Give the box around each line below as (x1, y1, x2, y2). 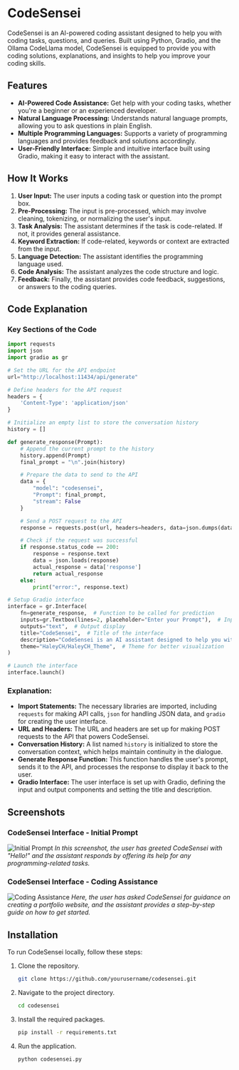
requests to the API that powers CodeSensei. (17, 732, 149, 741)
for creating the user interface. (17, 717, 108, 726)
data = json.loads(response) (33, 557, 119, 564)
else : (20, 577, 37, 584)
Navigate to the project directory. (17, 988, 115, 996)
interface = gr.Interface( (7, 603, 87, 610)
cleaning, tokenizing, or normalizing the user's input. (17, 214, 172, 223)
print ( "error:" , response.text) (33, 583, 129, 590)
